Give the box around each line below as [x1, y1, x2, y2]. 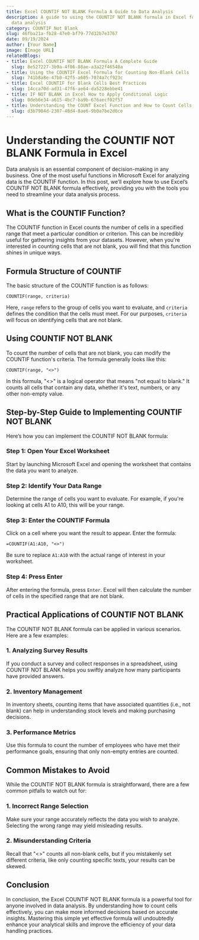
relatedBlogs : [6, 53, 41, 59]
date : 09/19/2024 [6, 36, 49, 42]
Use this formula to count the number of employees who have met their [6, 742, 181, 749]
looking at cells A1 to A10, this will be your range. [6, 502, 125, 509]
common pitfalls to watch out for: [6, 787, 87, 795]
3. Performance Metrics [6, 728, 76, 737]
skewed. [6, 862, 27, 869]
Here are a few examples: [6, 632, 69, 639]
